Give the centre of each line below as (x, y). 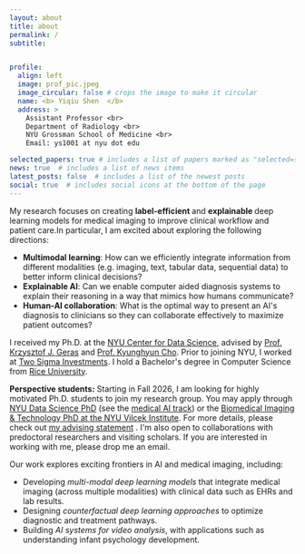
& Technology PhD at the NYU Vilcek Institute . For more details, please (142, 417)
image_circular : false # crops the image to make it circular (138, 92)
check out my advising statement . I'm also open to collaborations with (142, 427)
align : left (40, 76)
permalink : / (34, 34)
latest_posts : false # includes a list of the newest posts (128, 176)
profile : (26, 68)
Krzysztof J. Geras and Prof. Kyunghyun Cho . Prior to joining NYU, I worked (151, 352)
